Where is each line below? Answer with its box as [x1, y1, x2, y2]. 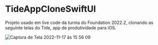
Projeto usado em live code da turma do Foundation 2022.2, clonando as [5, 20, 154, 25]
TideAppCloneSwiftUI [5, 3, 96, 15]
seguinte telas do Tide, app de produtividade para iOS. [5, 24, 117, 30]
